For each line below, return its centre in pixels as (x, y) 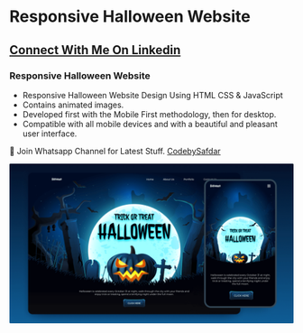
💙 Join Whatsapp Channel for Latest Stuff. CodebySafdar (115, 151)
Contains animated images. (73, 105)
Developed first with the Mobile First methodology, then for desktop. (149, 114)
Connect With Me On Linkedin (95, 50)
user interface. (50, 134)
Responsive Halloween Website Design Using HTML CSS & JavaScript (153, 95)
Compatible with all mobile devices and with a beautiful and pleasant (150, 124)
